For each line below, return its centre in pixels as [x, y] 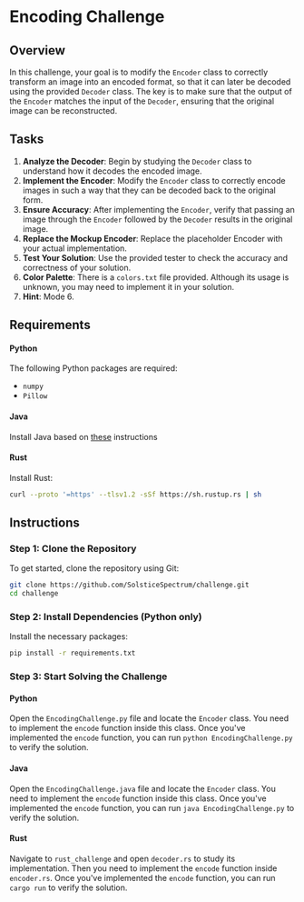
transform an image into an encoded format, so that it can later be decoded [150, 82]
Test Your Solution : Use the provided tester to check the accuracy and [155, 257]
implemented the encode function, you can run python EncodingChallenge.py [151, 737]
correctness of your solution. [77, 267]
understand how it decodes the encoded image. [112, 171]
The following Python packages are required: [94, 368]
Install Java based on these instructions [83, 436]
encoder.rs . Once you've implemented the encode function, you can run [142, 877]
